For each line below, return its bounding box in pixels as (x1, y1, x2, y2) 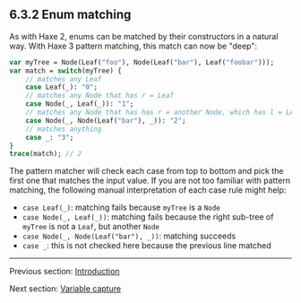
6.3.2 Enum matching (9, 7, 132, 22)
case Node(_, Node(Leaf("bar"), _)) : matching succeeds (21, 230, 236, 241)
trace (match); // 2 (9, 150, 82, 159)
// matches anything (25, 125, 102, 134)
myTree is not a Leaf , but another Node (21, 221, 159, 232)
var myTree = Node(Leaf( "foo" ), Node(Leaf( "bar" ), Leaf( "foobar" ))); (9, 57, 275, 66)
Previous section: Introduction (9, 266, 120, 277)
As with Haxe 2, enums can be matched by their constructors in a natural (9, 30, 279, 41)
